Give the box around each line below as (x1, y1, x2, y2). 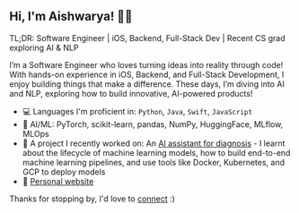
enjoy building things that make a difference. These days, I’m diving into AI (9, 78, 285, 89)
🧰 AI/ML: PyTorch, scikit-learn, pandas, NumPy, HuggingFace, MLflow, (22, 118, 284, 130)
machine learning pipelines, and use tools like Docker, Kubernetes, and (22, 157, 286, 167)
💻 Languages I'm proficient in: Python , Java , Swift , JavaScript (22, 106, 253, 116)
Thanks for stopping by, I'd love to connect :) (9, 193, 175, 204)
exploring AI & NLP (9, 42, 79, 53)
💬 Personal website (22, 175, 94, 186)
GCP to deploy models (22, 166, 106, 177)
